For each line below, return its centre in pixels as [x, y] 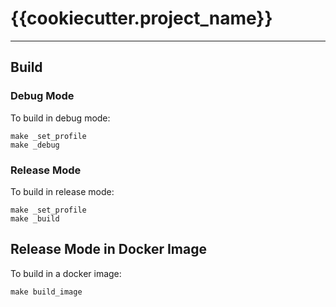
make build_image [46, 292]
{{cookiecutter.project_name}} [141, 18]
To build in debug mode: [60, 118]
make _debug [35, 145]
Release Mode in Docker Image [108, 249]
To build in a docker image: [66, 273]
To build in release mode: [62, 191]
